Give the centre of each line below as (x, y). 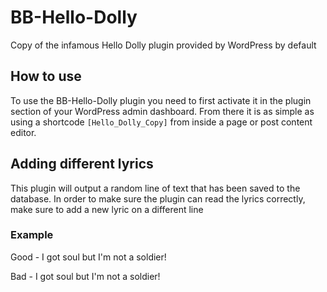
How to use (46, 76)
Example (32, 235)
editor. (23, 132)
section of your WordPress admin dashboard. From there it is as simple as (162, 111)
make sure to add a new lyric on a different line (107, 209)
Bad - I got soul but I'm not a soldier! (85, 276)
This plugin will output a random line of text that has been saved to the (155, 188)
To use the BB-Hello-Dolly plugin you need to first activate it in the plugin (161, 100)
